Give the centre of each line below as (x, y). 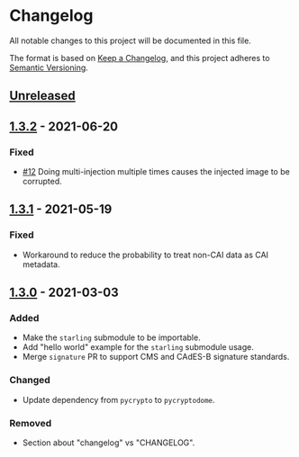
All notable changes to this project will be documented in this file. (131, 40)
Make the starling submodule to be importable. (111, 337)
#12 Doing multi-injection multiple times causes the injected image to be (156, 172)
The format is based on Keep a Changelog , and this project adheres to (140, 58)
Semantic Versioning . (49, 67)
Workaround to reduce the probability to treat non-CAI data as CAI (145, 255)
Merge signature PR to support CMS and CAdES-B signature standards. (156, 357)
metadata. (41, 264)
